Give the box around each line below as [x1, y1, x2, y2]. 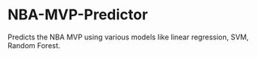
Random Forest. [7, 40, 61, 50]
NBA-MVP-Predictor [7, 6, 148, 24]
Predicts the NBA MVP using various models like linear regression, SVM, [7, 32, 249, 42]
